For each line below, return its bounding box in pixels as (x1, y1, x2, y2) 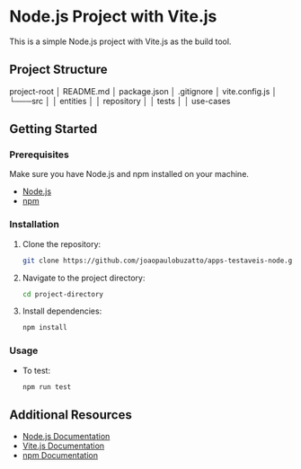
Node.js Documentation (22, 431, 111, 442)
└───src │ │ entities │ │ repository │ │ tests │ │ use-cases (9, 95, 231, 106)
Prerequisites (9, 148, 69, 161)
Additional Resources (9, 407, 132, 422)
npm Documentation (22, 450, 99, 461)
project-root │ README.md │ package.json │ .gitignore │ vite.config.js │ (9, 85, 278, 96)
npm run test (22, 382, 72, 392)
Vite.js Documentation (22, 440, 105, 451)
